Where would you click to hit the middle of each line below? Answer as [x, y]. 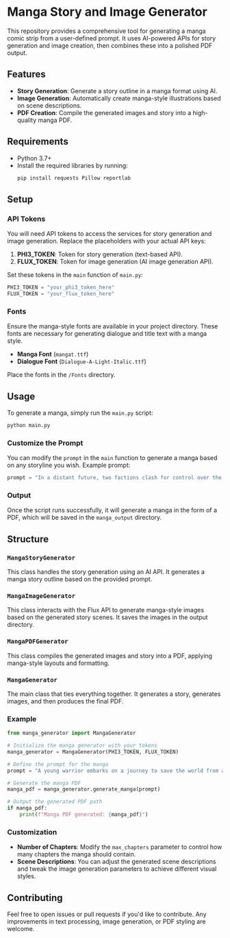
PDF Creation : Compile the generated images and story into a [104, 112]
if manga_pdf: [27, 808]
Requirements [38, 142]
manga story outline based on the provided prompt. [80, 579]
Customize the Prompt [45, 443]
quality [27, 120]
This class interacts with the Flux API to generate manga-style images [105, 610]
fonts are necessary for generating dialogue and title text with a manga [107, 334]
